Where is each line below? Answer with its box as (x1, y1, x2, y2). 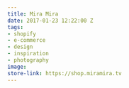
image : (7, 63, 27, 70)
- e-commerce (7, 37, 46, 44)
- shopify (7, 30, 37, 38)
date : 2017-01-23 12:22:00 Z (7, 17, 94, 24)
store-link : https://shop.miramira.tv (7, 70, 122, 77)
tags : (7, 23, 23, 31)
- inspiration (7, 50, 50, 57)
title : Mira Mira (7, 10, 59, 18)
